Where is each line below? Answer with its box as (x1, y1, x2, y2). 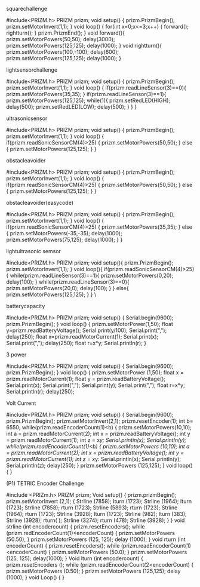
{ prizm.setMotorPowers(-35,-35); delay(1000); (6, 230, 122, 236)
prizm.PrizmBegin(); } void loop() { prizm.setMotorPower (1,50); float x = (6, 369, 184, 376)
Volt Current (6, 399, 36, 407)
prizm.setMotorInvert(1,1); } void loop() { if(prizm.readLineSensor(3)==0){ (6, 84, 187, 91)
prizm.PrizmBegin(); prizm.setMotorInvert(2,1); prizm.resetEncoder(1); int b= (6, 417, 193, 425)
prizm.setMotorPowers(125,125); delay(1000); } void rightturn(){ (6, 42, 162, 49)
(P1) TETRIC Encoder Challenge (6, 480, 84, 487)
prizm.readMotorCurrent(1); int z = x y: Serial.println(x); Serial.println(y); (6, 456, 181, 462)
